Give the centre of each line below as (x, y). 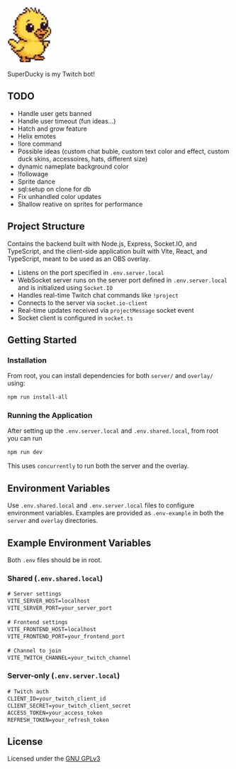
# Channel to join (34, 651)
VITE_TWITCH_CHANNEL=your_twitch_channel (69, 658)
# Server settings (34, 594)
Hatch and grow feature (52, 129)
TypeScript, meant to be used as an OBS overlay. (79, 259)
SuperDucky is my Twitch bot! (51, 74)
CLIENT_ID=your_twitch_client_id (57, 699)
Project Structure (46, 226)
